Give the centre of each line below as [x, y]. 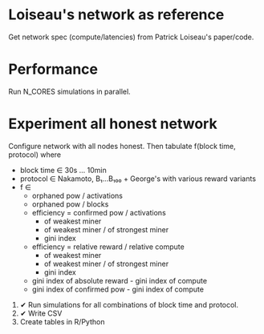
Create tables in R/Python [62, 321]
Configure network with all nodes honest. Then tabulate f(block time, [122, 146]
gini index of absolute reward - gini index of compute [119, 280]
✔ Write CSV [41, 313]
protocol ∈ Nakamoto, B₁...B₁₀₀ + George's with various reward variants [138, 179]
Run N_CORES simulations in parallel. [69, 91]
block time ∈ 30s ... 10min [63, 170]
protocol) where [35, 155]
